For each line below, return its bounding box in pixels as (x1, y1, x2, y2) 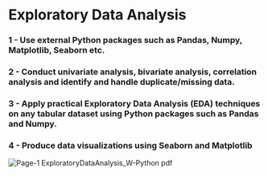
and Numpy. (8, 118, 58, 129)
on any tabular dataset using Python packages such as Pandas (8, 107, 259, 119)
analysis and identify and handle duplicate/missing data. (8, 77, 235, 88)
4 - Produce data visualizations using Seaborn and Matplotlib (8, 140, 253, 151)
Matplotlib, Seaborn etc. (8, 44, 105, 56)
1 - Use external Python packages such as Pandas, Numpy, (8, 35, 243, 46)
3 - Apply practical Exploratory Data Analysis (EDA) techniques (8, 98, 261, 109)
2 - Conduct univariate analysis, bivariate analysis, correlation (8, 66, 258, 78)
